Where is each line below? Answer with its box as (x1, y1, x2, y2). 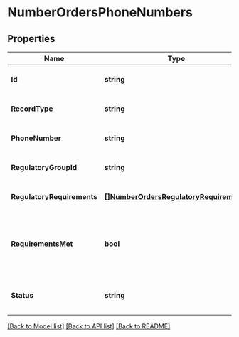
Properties (7, 33, 55, 45)
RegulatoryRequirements (11, 192, 98, 201)
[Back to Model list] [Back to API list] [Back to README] (7, 322, 171, 331)
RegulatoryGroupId (11, 163, 78, 172)
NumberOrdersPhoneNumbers (7, 4, 193, 21)
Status (11, 291, 34, 300)
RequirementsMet (11, 239, 73, 249)
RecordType (11, 104, 53, 114)
